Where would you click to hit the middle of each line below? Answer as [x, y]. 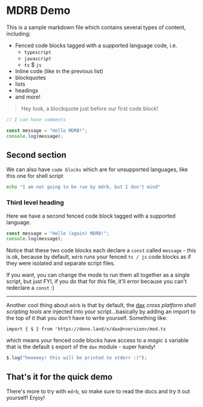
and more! [28, 97]
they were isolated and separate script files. [61, 263]
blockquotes [31, 77]
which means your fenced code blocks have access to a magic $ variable [98, 340]
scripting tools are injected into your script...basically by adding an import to [101, 311]
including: [19, 33]
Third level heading [35, 203]
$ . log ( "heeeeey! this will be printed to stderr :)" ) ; [77, 358]
